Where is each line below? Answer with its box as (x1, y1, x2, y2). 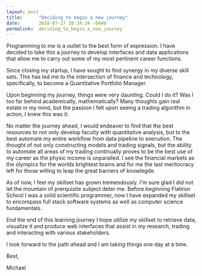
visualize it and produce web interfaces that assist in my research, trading (6, 223, 190, 230)
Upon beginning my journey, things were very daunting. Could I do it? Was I (6, 91, 194, 98)
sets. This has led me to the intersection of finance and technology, (6, 73, 174, 80)
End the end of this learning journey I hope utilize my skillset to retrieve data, (6, 216, 197, 223)
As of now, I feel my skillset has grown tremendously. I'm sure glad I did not (6, 179, 194, 186)
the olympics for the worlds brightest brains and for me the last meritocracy (6, 161, 194, 168)
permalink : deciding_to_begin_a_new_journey (6, 25, 122, 32)
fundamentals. (6, 205, 42, 212)
